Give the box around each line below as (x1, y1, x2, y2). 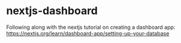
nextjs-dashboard (6, 4, 98, 18)
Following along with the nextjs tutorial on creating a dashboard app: (6, 24, 176, 31)
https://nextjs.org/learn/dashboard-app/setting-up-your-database (6, 29, 170, 37)
